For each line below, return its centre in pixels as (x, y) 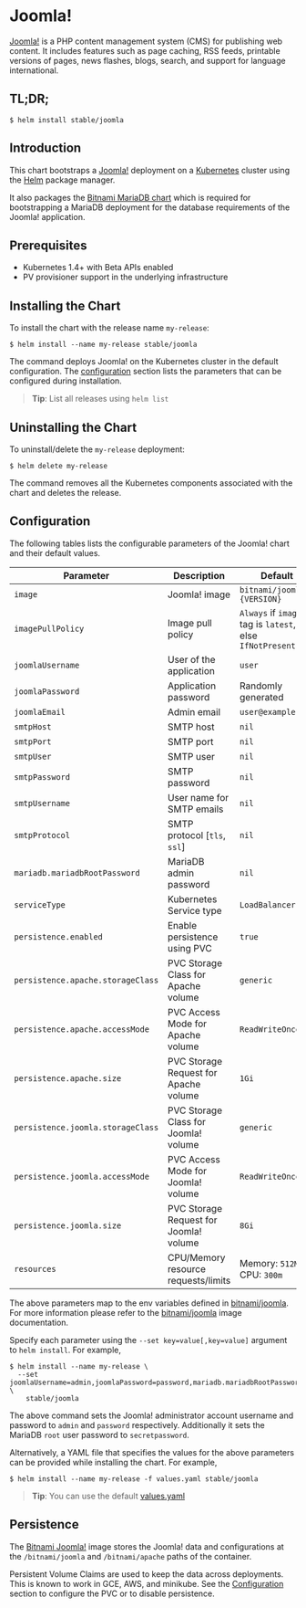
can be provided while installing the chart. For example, (113, 1462)
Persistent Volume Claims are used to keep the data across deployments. (147, 1574)
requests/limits (199, 1280)
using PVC (189, 948)
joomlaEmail (40, 712)
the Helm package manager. (62, 180)
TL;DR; (30, 99)
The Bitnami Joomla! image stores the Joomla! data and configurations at (147, 1546)
